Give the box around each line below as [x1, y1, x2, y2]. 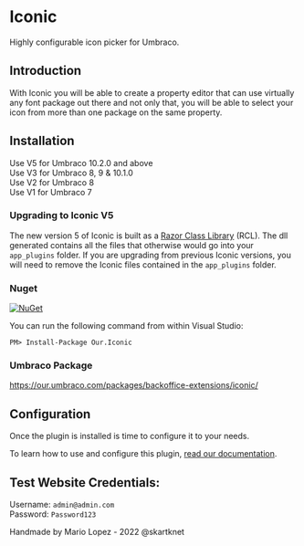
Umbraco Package [9, 359, 93, 372]
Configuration [9, 406, 91, 422]
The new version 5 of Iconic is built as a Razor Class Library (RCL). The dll [9, 230, 288, 241]
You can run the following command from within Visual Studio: [9, 320, 244, 331]
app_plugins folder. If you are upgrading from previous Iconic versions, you [9, 249, 292, 260]
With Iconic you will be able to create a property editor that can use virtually [9, 87, 295, 98]
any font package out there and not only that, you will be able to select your [9, 97, 294, 108]
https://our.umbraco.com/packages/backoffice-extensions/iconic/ [9, 380, 258, 391]
